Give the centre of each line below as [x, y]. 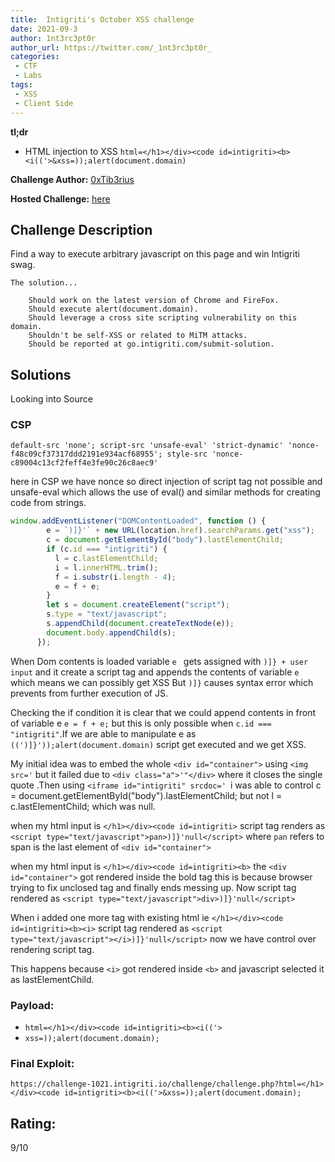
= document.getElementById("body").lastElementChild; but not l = [146, 795]
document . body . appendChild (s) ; [111, 632]
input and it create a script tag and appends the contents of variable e [155, 672]
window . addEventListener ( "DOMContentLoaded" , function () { [138, 521]
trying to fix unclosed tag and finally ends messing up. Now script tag [153, 887]
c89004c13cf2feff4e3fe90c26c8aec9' [84, 463]
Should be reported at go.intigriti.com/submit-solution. [151, 344]
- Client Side [44, 103]
